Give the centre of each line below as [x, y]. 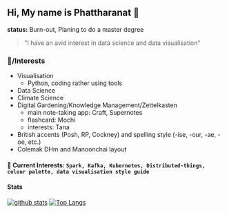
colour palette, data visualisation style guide [78, 172]
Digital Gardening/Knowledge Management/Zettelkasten [97, 105]
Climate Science [40, 98]
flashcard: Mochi [51, 120]
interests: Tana [49, 127]
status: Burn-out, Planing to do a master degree [76, 29]
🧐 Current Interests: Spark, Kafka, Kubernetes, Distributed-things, [106, 165]
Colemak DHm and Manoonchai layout [72, 149]
